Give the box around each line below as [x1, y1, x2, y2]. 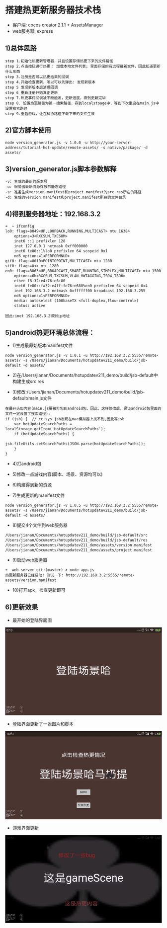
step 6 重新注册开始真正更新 [5, 90, 58, 95]
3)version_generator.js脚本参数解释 [5, 164, 117, 173]
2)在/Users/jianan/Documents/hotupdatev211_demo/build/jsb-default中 [12, 372, 158, 378]
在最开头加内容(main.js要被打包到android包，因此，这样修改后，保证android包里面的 [5, 406, 162, 411]
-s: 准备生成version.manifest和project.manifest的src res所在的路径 [5, 190, 142, 195]
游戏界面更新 [12, 825, 39, 831]
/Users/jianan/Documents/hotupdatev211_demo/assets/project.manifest [5, 547, 153, 552]
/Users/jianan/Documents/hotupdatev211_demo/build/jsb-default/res [5, 538, 148, 542]
